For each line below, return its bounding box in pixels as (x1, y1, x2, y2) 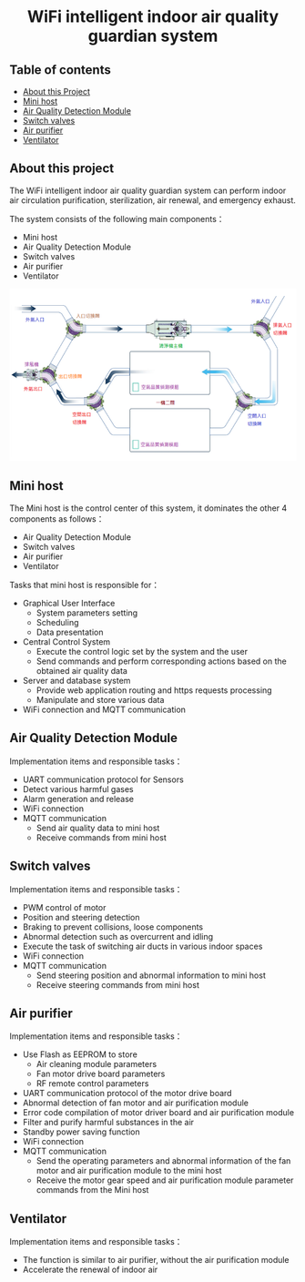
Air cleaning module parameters (36, 1059, 158, 1070)
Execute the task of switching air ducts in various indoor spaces (22, 941, 263, 951)
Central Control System (22, 636, 111, 647)
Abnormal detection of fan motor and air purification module (22, 1097, 249, 1108)
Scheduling (36, 616, 79, 627)
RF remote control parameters (36, 1078, 149, 1089)
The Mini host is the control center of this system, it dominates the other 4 (9, 503, 288, 514)
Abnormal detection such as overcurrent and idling (22, 931, 214, 941)
